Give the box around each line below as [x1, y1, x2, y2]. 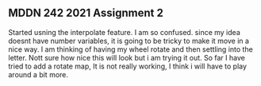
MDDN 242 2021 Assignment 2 [8, 6, 164, 20]
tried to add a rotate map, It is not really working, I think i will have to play [8, 61, 248, 71]
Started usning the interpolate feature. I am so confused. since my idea [8, 27, 240, 37]
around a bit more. [8, 69, 69, 79]
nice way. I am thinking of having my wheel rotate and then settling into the [8, 44, 254, 54]
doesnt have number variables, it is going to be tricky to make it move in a [8, 36, 250, 45]
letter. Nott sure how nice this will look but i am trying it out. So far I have [8, 53, 246, 62]
